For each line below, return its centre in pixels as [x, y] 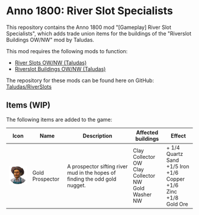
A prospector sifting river [97, 166]
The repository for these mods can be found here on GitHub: [80, 80]
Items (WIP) [28, 105]
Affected [147, 133]
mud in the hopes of [92, 172]
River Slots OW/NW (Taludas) [51, 63]
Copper [175, 179]
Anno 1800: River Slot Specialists [90, 11]
